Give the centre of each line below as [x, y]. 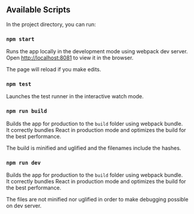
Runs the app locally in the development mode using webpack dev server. [97, 52]
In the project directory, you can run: [51, 24]
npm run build [27, 111]
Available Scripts [38, 10]
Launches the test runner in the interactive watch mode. [75, 97]
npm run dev [24, 162]
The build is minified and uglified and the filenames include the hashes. [94, 148]
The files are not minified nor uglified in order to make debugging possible [97, 199]
